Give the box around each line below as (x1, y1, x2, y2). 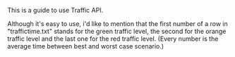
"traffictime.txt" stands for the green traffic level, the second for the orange (7, 27, 227, 35)
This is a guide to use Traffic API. (7, 6, 104, 14)
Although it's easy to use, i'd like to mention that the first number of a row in (7, 20, 228, 27)
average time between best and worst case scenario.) (7, 42, 164, 50)
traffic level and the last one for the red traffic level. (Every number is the (7, 34, 219, 43)
